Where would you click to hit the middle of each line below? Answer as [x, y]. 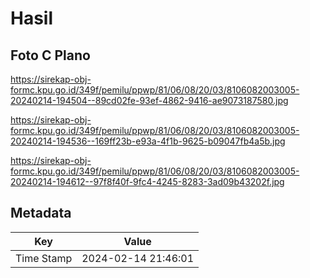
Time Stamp [44, 258]
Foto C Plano [50, 55]
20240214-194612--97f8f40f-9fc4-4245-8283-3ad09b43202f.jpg [147, 181]
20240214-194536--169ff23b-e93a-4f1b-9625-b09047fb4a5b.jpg [148, 141]
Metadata [41, 213]
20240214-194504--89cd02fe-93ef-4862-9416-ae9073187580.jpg [149, 100]
